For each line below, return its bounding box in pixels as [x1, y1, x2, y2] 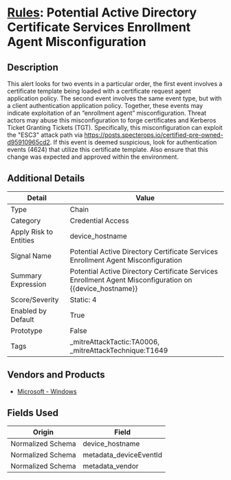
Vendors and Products [7, 369, 105, 381]
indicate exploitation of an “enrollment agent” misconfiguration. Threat [7, 109, 207, 117]
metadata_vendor [82, 461, 139, 471]
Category [10, 215, 41, 225]
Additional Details [7, 173, 85, 184]
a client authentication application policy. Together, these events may [7, 102, 203, 109]
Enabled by [10, 306, 47, 316]
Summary [10, 270, 43, 280]
